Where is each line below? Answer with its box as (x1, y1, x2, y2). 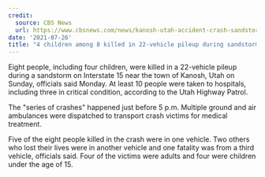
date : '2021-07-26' (8, 33, 73, 42)
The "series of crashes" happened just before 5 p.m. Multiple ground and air (8, 103, 256, 112)
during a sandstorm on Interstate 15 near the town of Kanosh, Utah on (8, 71, 235, 80)
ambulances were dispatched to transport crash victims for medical (8, 111, 228, 120)
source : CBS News (15, 19, 73, 27)
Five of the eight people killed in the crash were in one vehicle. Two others (8, 135, 250, 144)
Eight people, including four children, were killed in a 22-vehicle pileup (8, 62, 237, 72)
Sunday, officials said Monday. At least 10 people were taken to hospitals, (8, 79, 247, 89)
